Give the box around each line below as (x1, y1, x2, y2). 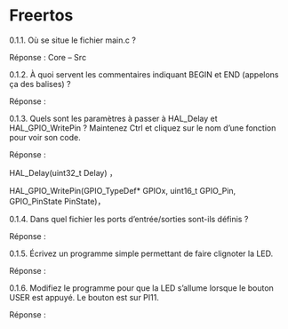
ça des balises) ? (9, 78, 71, 89)
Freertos (9, 5, 74, 26)
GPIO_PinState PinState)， (9, 196, 106, 206)
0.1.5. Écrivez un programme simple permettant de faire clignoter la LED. (9, 248, 274, 259)
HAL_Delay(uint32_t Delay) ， (9, 167, 117, 178)
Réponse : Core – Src (9, 52, 87, 62)
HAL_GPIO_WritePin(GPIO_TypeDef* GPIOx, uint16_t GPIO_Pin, (9, 185, 236, 196)
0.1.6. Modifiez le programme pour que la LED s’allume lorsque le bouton (9, 282, 274, 293)
